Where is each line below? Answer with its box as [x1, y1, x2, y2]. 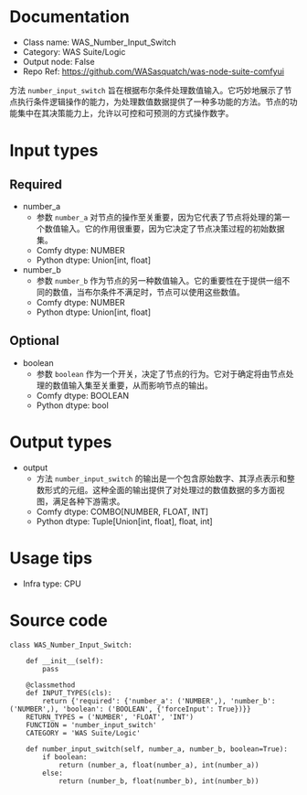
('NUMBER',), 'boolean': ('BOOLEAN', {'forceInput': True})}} [9, 704, 251, 714]
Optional [9, 333, 59, 349]
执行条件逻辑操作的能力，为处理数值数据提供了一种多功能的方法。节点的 [16, 96, 290, 107]
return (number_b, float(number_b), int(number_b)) [58, 776, 259, 786]
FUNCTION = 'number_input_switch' [26, 720, 157, 729]
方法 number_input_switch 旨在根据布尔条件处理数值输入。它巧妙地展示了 [9, 84, 284, 95]
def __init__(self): [26, 656, 104, 665]
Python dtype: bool [36, 400, 110, 411]
